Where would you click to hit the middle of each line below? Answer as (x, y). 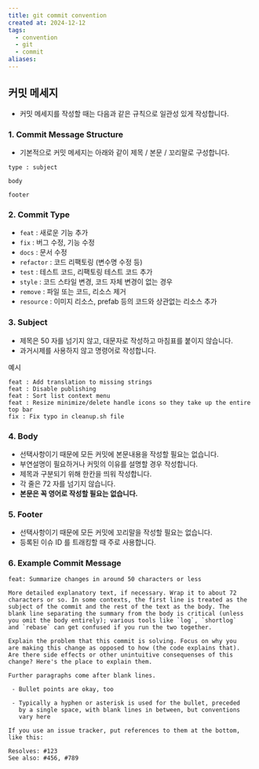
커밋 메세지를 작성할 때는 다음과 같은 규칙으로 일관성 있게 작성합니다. (124, 113)
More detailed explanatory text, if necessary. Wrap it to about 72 (122, 593)
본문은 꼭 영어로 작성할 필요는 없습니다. (79, 493)
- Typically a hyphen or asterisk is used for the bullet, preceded (126, 703)
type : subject (33, 167)
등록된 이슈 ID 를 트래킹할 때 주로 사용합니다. (88, 543)
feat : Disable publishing (52, 389)
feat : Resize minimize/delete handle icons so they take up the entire (129, 403)
